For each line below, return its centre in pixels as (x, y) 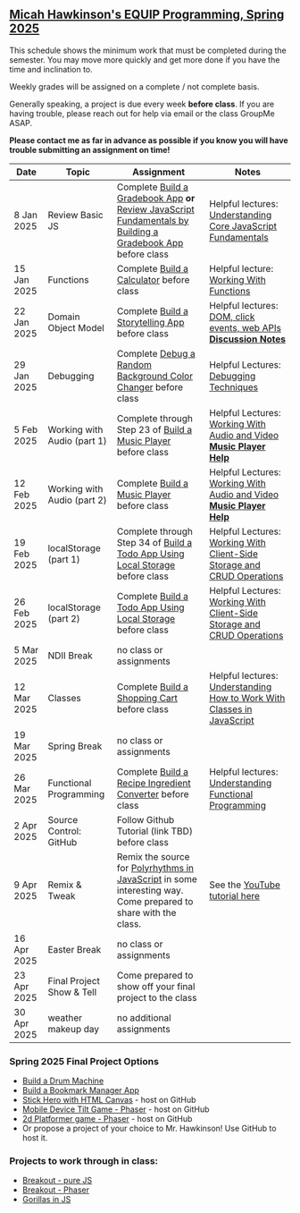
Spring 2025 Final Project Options (84, 1061)
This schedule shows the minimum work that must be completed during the (148, 50)
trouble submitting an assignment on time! (90, 149)
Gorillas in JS (46, 1200)
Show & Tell (72, 992)
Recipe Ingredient (154, 783)
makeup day (74, 1029)
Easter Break (75, 949)
